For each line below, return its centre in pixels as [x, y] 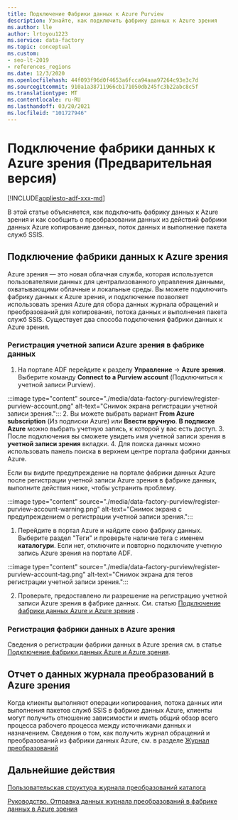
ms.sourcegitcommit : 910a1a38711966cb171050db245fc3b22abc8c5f [103, 87]
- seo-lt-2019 [28, 60]
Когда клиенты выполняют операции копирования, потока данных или [115, 702]
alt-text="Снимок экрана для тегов [140, 574]
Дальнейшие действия [61, 771]
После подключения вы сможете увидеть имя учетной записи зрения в [117, 436]
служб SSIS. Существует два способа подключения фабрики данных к [115, 319]
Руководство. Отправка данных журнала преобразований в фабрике [113, 801]
